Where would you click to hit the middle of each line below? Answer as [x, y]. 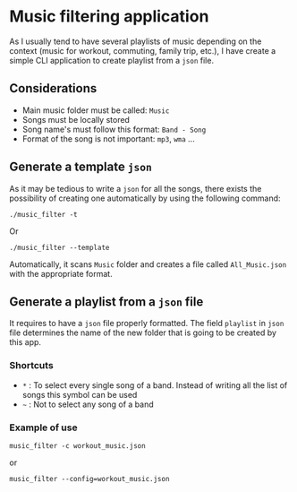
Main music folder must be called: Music [96, 110]
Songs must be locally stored [76, 119]
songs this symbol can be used [80, 394]
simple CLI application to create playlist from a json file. [112, 60]
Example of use [43, 427]
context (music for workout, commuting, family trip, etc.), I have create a [143, 50]
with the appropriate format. [61, 273]
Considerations [53, 88]
